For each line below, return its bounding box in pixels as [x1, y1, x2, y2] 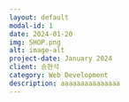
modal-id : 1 [9, 21, 53, 30]
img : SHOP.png [9, 37, 62, 47]
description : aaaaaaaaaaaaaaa [9, 79, 121, 88]
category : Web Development [9, 71, 109, 80]
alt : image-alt [9, 46, 65, 55]
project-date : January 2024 [9, 54, 113, 63]
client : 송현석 [9, 63, 60, 72]
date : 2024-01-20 [9, 29, 73, 38]
